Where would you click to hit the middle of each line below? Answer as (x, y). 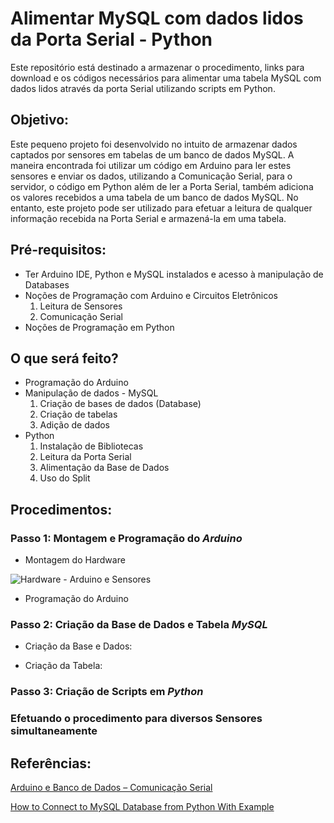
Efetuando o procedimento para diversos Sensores (136, 719)
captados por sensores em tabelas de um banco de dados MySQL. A (152, 154)
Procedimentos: (61, 509)
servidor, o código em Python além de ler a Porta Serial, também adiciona (162, 186)
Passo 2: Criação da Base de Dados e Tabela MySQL (139, 624)
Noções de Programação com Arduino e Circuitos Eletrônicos (151, 295)
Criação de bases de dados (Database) (120, 404)
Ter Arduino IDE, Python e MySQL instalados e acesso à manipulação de (174, 274)
